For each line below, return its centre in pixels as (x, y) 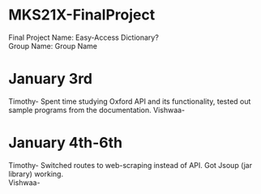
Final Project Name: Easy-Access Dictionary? (84, 37)
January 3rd (51, 79)
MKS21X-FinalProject (82, 15)
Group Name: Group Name (53, 45)
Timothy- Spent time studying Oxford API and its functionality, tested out (130, 101)
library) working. (36, 174)
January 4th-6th (66, 143)
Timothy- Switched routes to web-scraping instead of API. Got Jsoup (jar (130, 165)
